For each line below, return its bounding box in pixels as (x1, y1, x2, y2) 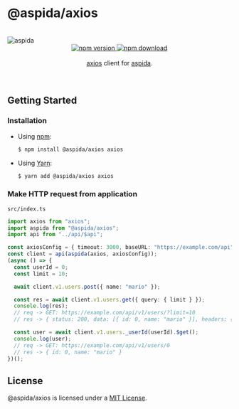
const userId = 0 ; (14, 263, 69, 271)
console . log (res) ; (14, 302, 69, 310)
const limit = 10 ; (14, 270, 69, 277)
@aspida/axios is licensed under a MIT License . (7, 393, 147, 403)
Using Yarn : (17, 159, 52, 167)
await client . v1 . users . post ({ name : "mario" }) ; (14, 283, 161, 290)
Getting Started (7, 95, 78, 107)
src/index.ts (7, 205, 46, 213)
